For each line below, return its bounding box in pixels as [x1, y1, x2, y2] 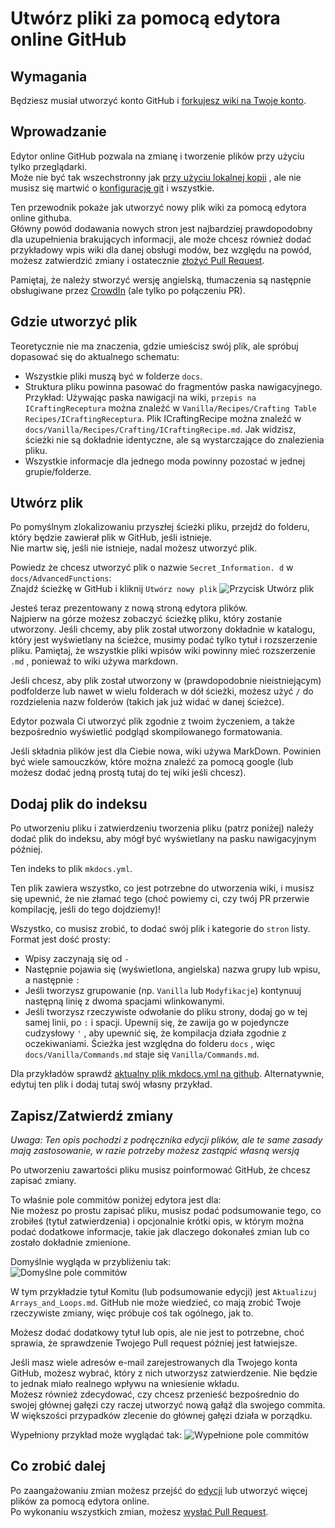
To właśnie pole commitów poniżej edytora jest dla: [10, 1194, 222, 1206]
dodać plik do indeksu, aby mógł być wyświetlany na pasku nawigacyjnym [10, 833, 317, 845]
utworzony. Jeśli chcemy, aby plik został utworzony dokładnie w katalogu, [10, 623, 316, 636]
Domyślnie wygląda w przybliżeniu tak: [10, 1256, 172, 1268]
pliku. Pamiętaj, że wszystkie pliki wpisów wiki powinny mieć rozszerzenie [10, 645, 316, 657]
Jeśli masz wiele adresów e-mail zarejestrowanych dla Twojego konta [10, 1357, 298, 1369]
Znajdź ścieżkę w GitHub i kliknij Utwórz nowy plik [10, 583, 218, 595]
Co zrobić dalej [10, 1458, 106, 1475]
